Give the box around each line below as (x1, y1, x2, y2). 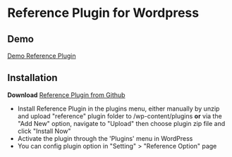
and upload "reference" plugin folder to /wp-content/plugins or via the (17, 111, 222, 120)
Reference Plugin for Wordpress (7, 5, 200, 21)
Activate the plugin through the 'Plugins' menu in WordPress (17, 134, 193, 142)
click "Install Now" (17, 127, 72, 135)
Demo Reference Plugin (7, 51, 76, 60)
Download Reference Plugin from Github (7, 90, 126, 99)
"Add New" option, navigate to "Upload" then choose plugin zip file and (17, 119, 226, 127)
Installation (7, 72, 58, 84)
